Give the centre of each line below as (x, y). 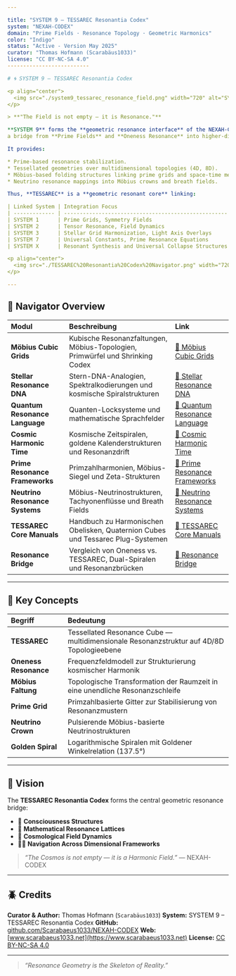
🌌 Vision (26, 783)
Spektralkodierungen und (111, 384)
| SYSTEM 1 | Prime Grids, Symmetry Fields (80, 220)
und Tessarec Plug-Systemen (119, 539)
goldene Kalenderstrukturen (115, 443)
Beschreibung (93, 326)
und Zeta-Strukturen (125, 476)
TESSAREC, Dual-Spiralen (113, 559)
